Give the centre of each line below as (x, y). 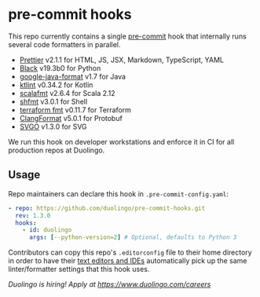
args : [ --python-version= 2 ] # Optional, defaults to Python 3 (133, 237)
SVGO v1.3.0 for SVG (53, 126)
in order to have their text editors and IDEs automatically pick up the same (128, 261)
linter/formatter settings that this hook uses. (79, 269)
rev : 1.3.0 (33, 215)
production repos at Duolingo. (57, 150)
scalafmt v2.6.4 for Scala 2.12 (67, 93)
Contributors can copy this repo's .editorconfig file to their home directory (130, 252)
